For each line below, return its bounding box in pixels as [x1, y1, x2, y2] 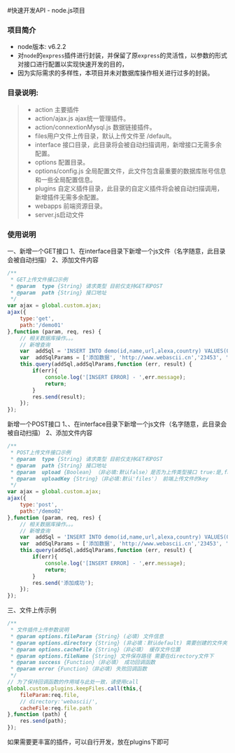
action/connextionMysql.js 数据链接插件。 [34, 123, 156, 131]
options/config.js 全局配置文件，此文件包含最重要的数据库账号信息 [34, 167, 227, 175]
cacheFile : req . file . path [20, 705, 92, 712]
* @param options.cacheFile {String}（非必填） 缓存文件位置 [10, 646, 180, 653]
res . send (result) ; [32, 393, 86, 401]
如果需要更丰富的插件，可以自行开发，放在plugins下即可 [7, 738, 169, 746]
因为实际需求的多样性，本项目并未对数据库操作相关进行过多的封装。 [17, 69, 214, 77]
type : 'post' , [20, 502, 58, 509]
